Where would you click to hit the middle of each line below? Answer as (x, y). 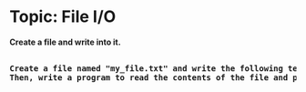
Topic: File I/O (63, 17)
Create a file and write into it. (65, 42)
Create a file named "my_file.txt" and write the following (147, 68)
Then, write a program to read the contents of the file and (149, 77)
